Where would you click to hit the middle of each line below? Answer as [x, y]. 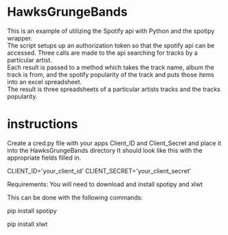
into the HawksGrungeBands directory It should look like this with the [105, 150]
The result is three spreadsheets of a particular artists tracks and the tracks [114, 89]
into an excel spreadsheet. [45, 82]
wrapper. [20, 38]
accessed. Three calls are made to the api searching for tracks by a [102, 53]
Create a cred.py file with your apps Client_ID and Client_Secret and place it [114, 143]
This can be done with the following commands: [75, 197]
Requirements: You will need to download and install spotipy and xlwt [105, 184]
